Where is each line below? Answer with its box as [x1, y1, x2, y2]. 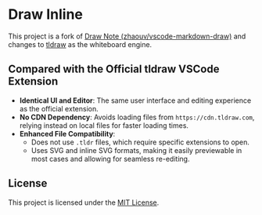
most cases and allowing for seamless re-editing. [31, 154, 190, 163]
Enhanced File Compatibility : [19, 129, 116, 138]
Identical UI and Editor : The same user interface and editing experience [19, 96, 252, 105]
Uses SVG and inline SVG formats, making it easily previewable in [31, 145, 242, 155]
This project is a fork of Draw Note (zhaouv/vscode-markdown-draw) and [8, 31, 246, 41]
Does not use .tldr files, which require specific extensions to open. [31, 137, 250, 147]
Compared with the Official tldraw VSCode [8, 63, 220, 76]
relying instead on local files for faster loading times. [19, 120, 189, 130]
